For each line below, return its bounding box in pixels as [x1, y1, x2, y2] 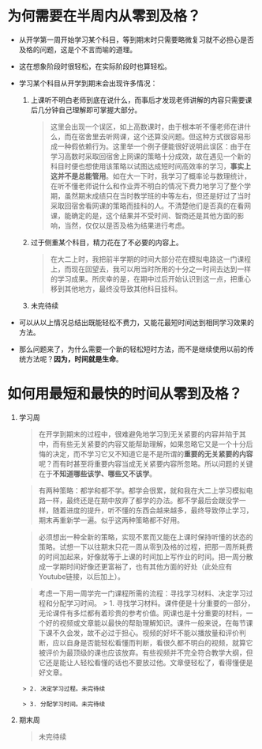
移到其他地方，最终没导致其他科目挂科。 [50, 284, 182, 293]
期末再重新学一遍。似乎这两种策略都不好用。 [38, 515, 185, 524]
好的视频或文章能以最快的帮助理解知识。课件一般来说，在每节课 [45, 618, 253, 627]
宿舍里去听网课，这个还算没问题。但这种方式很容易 [77, 131, 245, 141]
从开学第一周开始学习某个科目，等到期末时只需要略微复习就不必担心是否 [18, 35, 254, 44]
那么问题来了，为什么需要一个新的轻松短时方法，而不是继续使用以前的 [18, 344, 248, 354]
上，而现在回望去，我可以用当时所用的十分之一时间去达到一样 [50, 264, 252, 274]
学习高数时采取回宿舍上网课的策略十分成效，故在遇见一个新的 [50, 151, 252, 161]
